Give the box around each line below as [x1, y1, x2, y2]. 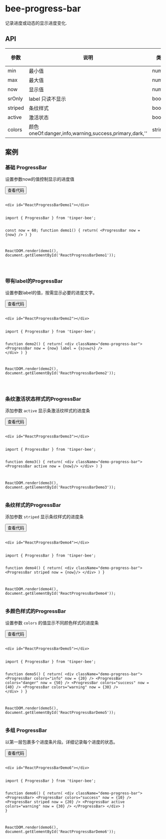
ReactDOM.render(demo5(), [5, 706, 58, 711]
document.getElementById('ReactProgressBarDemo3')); [5, 485, 116, 489]
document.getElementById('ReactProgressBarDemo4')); [5, 591, 116, 596]
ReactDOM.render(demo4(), [5, 587, 58, 592]
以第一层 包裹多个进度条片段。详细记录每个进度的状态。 [5, 739, 118, 745]
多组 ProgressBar [5, 727, 47, 734]
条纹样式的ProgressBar [5, 501, 61, 508]
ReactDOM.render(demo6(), [5, 825, 58, 830]
